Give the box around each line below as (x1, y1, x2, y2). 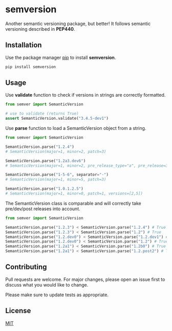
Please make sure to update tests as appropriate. (5, 292, 109, 298)
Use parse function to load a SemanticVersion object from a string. (5, 125, 146, 131)
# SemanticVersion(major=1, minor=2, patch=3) (5, 149, 106, 154)
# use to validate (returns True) (5, 111, 79, 116)
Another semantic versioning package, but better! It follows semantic (5, 20, 151, 27)
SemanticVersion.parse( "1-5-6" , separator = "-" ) (5, 172, 109, 178)
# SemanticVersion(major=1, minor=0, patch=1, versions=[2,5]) (5, 191, 143, 196)
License (5, 306, 31, 315)
